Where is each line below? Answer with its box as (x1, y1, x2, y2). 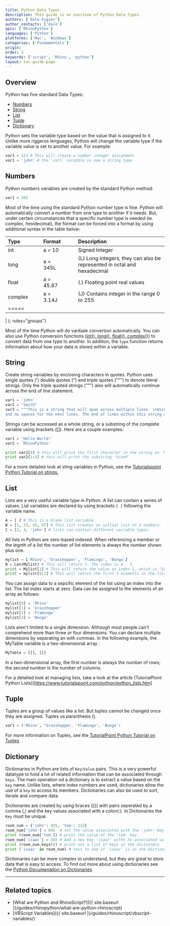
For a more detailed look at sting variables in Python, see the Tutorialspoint (5, 464, 161, 470)
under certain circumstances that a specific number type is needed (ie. (5, 215, 153, 221)
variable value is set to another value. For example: (5, 143, 111, 149)
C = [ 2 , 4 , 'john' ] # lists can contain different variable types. (5, 527, 151, 532)
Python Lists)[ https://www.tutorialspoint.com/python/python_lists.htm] (5, 680, 153, 686)
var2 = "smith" (5, 402, 37, 408)
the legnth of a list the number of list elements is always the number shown (5, 542, 162, 548)
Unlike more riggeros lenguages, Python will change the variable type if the (5, 138, 162, 144)
